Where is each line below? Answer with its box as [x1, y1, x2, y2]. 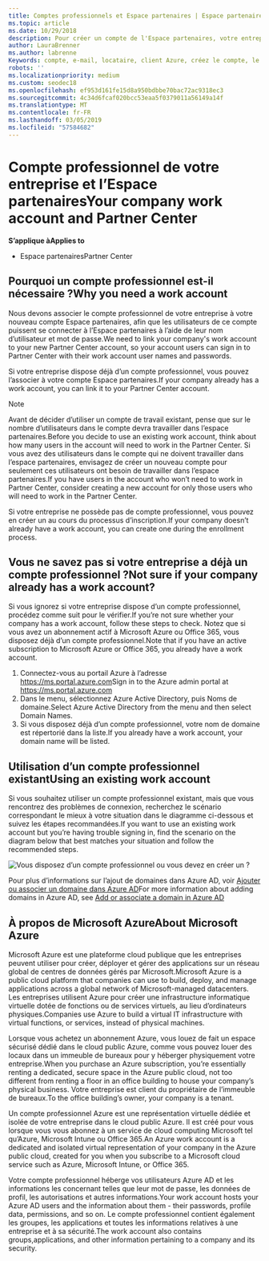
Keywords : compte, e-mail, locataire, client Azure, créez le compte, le [8, 57, 260, 65]
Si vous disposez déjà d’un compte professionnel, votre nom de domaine [19, 719, 260, 730]
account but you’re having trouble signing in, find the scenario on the [8, 827, 236, 838]
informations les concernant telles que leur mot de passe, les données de [8, 1183, 251, 1193]
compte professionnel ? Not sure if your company [8, 568, 259, 581]
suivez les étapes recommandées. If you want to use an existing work [8, 819, 236, 829]
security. [8, 1243, 38, 1253]
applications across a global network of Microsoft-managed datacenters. [8, 984, 250, 993]
